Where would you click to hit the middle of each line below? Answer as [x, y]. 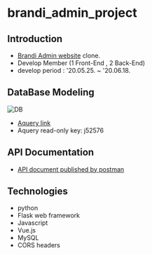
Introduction [35, 39]
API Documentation [51, 152]
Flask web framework [49, 216]
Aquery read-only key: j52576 [60, 130]
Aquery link [34, 123]
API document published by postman [71, 169]
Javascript [33, 223]
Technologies [38, 192]
